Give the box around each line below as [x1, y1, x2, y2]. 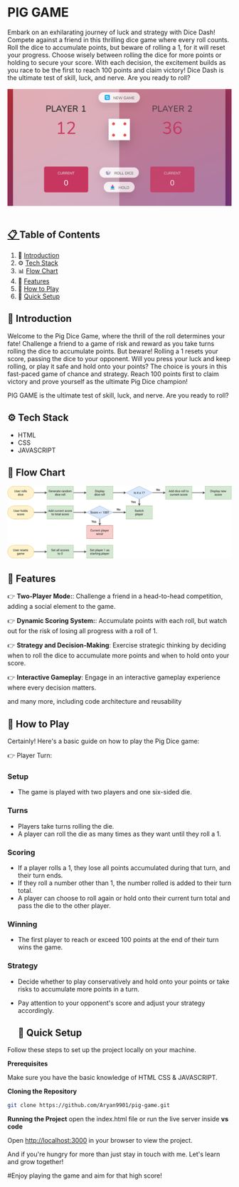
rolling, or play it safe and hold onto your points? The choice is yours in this [7, 362, 228, 370]
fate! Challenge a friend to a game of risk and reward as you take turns [7, 339, 215, 348]
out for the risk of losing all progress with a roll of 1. [7, 627, 158, 635]
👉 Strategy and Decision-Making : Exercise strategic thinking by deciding [7, 641, 226, 650]
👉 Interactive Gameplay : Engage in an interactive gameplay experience [7, 673, 221, 682]
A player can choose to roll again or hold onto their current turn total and [17, 894, 230, 902]
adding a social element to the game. [7, 602, 116, 611]
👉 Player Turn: [7, 751, 53, 760]
